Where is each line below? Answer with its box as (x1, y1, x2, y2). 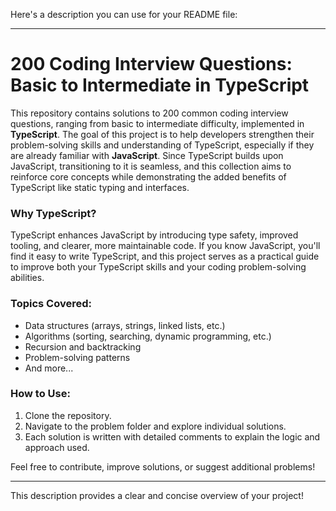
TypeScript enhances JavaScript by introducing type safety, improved (10, 229, 299, 241)
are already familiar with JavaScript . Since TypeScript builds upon (10, 149, 284, 161)
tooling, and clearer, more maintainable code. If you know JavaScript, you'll (10, 240, 321, 252)
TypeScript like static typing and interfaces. (10, 181, 190, 193)
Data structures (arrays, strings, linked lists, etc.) (24, 319, 226, 331)
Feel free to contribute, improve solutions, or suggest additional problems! (10, 460, 316, 473)
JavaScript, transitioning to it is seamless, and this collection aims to (10, 160, 292, 172)
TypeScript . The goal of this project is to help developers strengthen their (10, 128, 315, 140)
